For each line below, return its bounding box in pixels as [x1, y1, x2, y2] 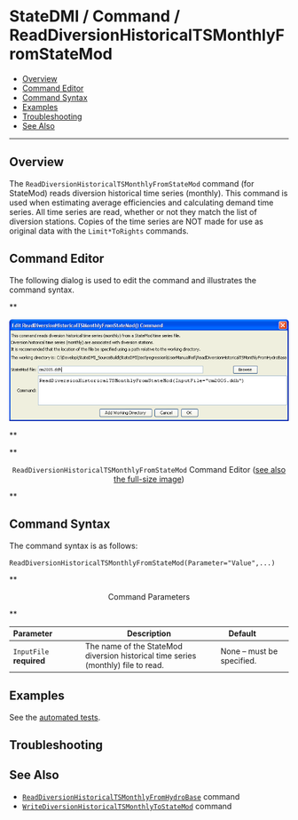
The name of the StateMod [84, 641, 184, 652]
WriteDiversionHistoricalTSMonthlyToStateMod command [21, 800, 232, 811]
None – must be [220, 646, 278, 657]
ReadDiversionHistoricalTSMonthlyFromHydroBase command [21, 791, 240, 801]
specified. [220, 655, 257, 665]
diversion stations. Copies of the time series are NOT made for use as [9, 216, 263, 227]
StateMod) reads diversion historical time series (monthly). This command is [9, 187, 288, 198]
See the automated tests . [9, 712, 101, 722]
